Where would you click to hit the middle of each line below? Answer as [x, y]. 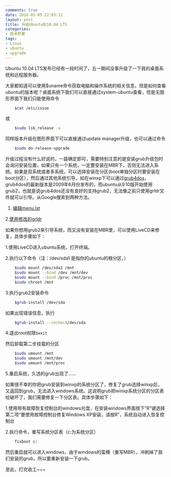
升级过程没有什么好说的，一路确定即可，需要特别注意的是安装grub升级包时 [84, 159]
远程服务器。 [28, 74]
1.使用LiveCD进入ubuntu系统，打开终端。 [49, 247]
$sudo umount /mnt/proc [40, 363]
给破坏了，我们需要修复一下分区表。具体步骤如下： [59, 397]
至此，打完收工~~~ [26, 469]
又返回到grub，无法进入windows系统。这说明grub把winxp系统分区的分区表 [85, 391]
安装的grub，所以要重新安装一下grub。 [51, 458]
